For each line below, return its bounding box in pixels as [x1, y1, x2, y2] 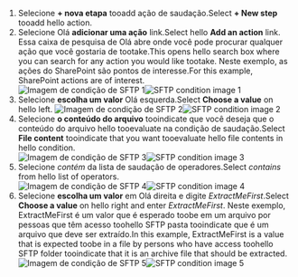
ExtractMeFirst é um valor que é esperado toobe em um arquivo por [17, 210, 271, 220]
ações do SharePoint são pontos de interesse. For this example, [17, 65, 253, 76]
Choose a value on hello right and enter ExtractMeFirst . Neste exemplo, [17, 200, 286, 211]
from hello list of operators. [17, 171, 120, 182]
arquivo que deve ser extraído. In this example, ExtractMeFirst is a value [17, 229, 284, 239]
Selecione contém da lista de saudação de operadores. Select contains [17, 162, 282, 172]
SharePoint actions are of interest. [17, 75, 145, 85]
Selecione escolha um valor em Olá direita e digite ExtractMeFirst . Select [17, 190, 289, 201]
